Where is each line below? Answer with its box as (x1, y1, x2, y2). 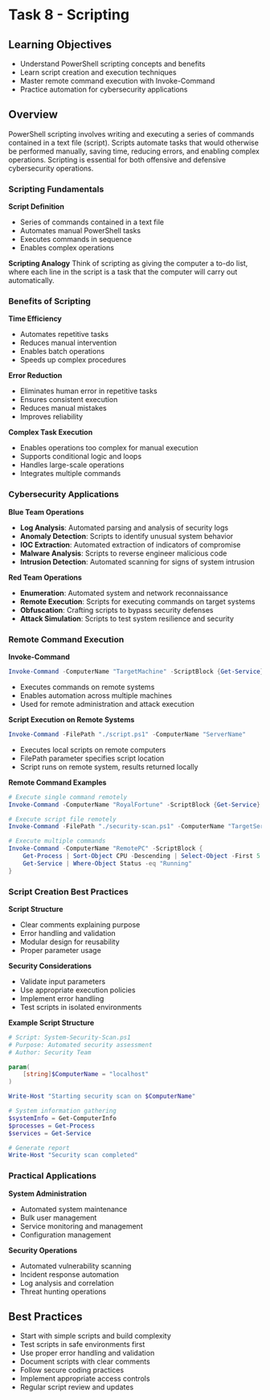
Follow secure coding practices (19, 1365, 125, 1375)
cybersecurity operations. (8, 163, 94, 173)
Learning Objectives (8, 38, 112, 51)
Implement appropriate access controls (19, 1373, 150, 1384)
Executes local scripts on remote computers (19, 745, 166, 754)
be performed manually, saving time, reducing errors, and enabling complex (8, 146, 260, 156)
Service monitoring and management (19, 1221, 143, 1231)
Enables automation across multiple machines (19, 690, 173, 700)
